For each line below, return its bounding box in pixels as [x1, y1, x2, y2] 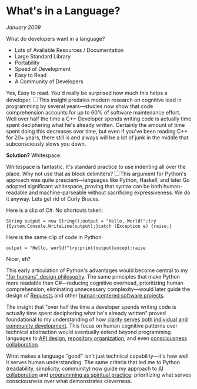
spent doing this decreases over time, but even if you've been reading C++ [6, 128, 188, 135]
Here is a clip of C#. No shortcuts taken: [6, 207, 103, 214]
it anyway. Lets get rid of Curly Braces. [6, 195, 101, 202]
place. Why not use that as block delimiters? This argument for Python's [6, 170, 187, 177]
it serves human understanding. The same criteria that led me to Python [6, 358, 181, 365]
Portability [14, 59, 40, 66]
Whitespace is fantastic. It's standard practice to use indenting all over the [6, 163, 186, 170]
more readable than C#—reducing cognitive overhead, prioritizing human [6, 279, 183, 286]
